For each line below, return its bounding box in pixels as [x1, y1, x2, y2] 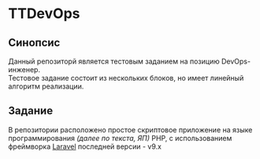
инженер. [8, 65, 41, 74]
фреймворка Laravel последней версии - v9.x [8, 142, 162, 151]
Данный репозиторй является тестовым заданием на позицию [8, 56, 220, 66]
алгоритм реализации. [8, 81, 84, 91]
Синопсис [8, 36, 61, 49]
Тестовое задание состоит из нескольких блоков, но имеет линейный [8, 74, 244, 82]
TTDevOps [8, 5, 80, 23]
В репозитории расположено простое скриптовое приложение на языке [8, 125, 253, 134]
